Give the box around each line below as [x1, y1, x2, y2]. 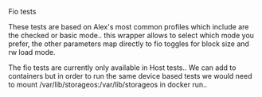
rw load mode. [8, 48, 56, 56]
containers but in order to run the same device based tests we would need [8, 72, 252, 80]
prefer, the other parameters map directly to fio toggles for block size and [8, 39, 249, 48]
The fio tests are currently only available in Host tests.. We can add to [8, 63, 237, 72]
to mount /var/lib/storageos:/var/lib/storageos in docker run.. [8, 80, 208, 89]
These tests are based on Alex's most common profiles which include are [8, 22, 249, 31]
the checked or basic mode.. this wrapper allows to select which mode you [8, 31, 255, 40]
